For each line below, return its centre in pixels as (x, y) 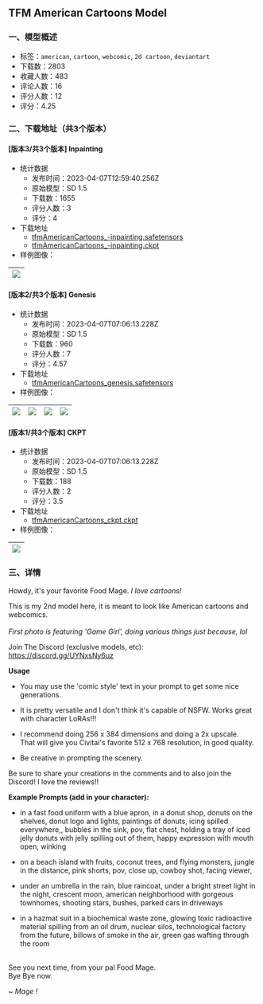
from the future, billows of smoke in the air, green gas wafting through (134, 935)
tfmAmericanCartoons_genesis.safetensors (102, 383)
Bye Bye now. (31, 975)
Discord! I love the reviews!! (54, 781)
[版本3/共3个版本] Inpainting (56, 149)
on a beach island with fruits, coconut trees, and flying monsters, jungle (137, 861)
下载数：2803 (43, 66)
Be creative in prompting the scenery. (81, 758)
